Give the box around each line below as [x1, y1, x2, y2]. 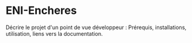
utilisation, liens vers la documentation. [5, 30, 104, 37]
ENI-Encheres [5, 4, 77, 18]
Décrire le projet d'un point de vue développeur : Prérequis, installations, [5, 24, 187, 31]
